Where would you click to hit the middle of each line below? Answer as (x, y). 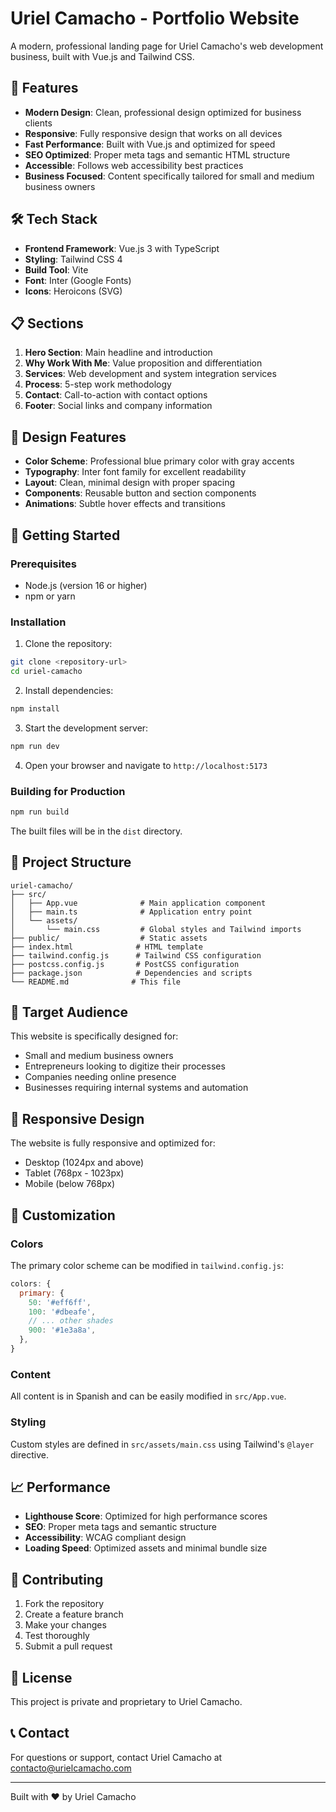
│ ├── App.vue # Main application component (138, 903)
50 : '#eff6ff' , (60, 1302)
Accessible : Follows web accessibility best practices (134, 165)
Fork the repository (64, 1604)
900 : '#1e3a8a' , (62, 1330)
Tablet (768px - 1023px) (74, 1173)
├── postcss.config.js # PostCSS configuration (125, 964)
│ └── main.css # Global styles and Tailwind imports (156, 929)
